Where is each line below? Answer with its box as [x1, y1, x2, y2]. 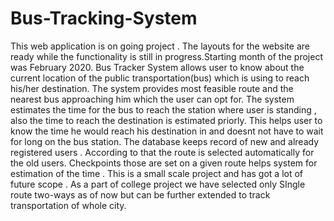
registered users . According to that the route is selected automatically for [10, 146, 315, 158]
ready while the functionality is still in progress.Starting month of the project [10, 50, 323, 62]
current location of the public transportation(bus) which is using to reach [10, 72, 310, 84]
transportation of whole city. [10, 199, 127, 211]
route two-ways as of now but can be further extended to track [10, 188, 271, 201]
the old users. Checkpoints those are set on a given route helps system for [10, 157, 318, 169]
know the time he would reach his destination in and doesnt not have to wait [10, 125, 324, 137]
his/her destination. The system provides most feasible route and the [10, 82, 294, 94]
